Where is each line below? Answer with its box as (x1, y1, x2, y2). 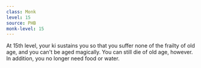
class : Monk (6, 8, 36, 15)
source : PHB (6, 20, 36, 26)
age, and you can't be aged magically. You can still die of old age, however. (6, 49, 193, 56)
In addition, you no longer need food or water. (6, 55, 120, 62)
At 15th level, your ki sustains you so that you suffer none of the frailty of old (6, 42, 196, 49)
